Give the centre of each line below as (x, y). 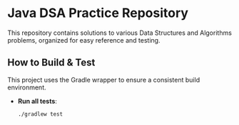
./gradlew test (40, 114)
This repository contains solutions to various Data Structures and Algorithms (119, 33)
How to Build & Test (51, 63)
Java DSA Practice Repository (98, 13)
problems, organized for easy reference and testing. (84, 40)
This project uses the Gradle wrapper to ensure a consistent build (104, 80)
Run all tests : (37, 101)
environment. (27, 87)
